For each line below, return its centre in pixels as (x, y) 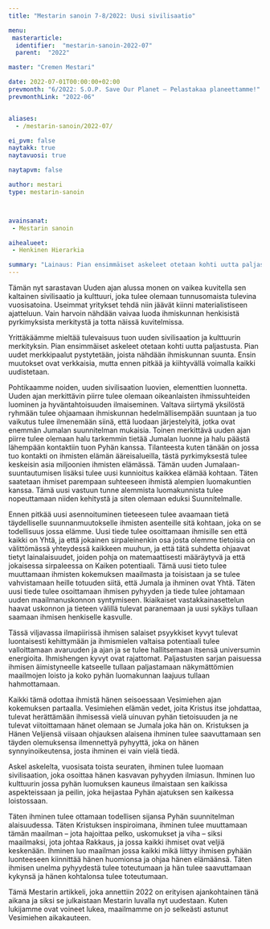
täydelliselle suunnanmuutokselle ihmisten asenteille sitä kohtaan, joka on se (135, 523)
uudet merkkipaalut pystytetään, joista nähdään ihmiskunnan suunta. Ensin (132, 355)
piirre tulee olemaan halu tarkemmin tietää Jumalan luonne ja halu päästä (129, 439)
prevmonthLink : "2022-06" (51, 97)
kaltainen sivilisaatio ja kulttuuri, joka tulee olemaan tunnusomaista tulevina (133, 296)
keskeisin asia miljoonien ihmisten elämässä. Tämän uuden (106, 464)
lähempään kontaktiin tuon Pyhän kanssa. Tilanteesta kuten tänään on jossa (134, 447)
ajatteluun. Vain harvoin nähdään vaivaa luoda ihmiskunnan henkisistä (124, 313)
